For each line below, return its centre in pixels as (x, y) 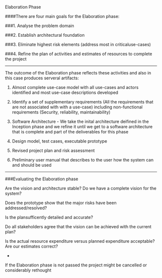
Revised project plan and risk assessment (53, 150)
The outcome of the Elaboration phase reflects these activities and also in (78, 73)
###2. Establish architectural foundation (45, 35)
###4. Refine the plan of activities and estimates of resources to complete (79, 54)
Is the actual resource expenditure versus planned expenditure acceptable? (80, 241)
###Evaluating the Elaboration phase (42, 179)
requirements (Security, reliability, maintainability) (61, 112)
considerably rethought (28, 270)
